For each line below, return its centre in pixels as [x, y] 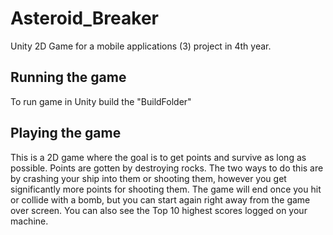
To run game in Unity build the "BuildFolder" [101, 101]
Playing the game [66, 133]
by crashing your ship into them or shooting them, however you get [148, 178]
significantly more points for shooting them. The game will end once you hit [166, 189]
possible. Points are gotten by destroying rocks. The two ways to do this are [167, 168]
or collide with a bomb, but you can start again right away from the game [160, 199]
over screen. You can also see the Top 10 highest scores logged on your [159, 210]
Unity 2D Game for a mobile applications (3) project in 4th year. [141, 46]
